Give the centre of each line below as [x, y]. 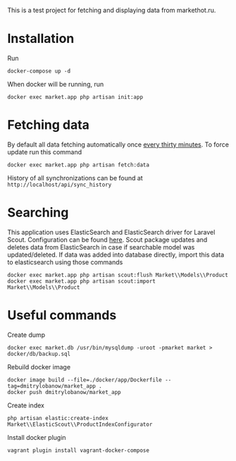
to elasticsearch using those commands [65, 262]
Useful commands [62, 315]
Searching [38, 213]
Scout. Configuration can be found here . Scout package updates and [107, 240]
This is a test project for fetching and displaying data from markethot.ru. [112, 10]
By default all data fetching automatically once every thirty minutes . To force [118, 145]
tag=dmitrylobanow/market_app [52, 386]
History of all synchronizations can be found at [75, 178]
